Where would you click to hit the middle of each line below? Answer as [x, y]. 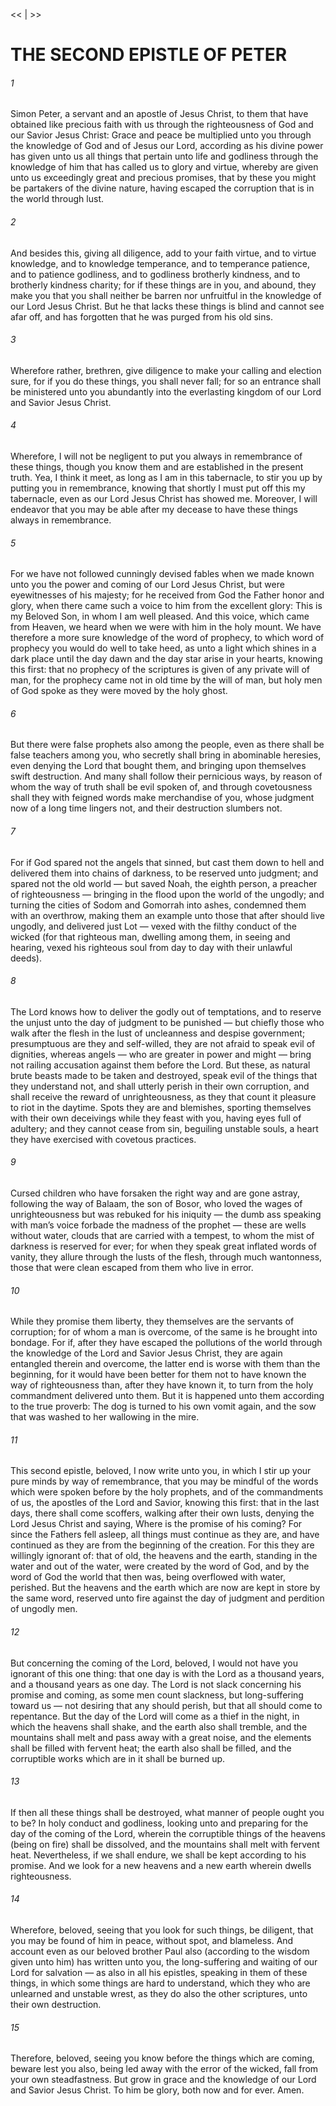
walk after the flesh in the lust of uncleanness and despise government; [158, 1033]
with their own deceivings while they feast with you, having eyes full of [156, 1118]
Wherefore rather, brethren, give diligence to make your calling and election [166, 370]
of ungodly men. [44, 1609]
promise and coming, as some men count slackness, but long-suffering [157, 1695]
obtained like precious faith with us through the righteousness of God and [162, 125]
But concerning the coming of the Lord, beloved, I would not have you [154, 1663]
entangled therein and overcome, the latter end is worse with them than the [165, 1364]
